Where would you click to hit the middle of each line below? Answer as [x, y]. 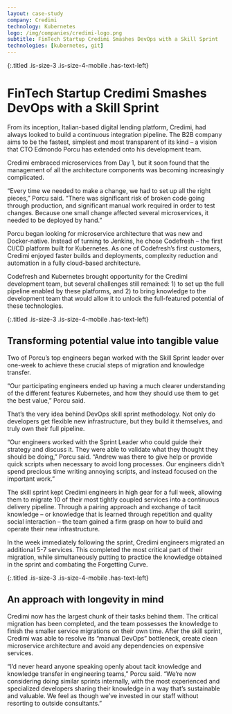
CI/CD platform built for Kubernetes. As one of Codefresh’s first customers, [114, 248]
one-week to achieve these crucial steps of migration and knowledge [106, 365]
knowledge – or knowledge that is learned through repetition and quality [110, 514]
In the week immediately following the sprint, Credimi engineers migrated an [116, 542]
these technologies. [35, 306]
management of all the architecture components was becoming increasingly [116, 170]
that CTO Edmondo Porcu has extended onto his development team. [105, 149]
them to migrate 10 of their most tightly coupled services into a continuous [113, 500]
